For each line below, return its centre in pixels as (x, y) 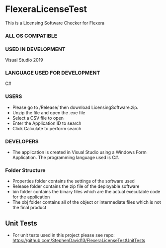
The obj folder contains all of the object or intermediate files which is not (87, 202)
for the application (31, 197)
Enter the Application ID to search (47, 123)
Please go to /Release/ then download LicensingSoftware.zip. (75, 107)
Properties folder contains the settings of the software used (74, 181)
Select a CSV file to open (38, 118)
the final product (29, 208)
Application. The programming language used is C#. (66, 158)
